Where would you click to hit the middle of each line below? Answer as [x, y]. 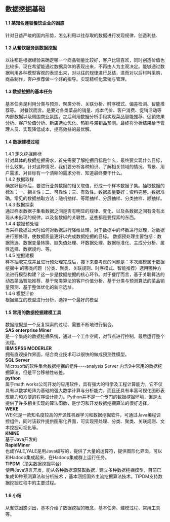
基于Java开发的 [22, 439]
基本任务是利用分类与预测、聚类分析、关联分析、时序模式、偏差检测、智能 [83, 104]
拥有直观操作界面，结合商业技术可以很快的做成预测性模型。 [67, 355]
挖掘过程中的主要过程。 [34, 483]
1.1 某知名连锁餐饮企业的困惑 [35, 23]
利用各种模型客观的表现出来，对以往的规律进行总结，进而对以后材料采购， [87, 73]
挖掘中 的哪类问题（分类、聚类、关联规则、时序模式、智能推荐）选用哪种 [81, 268]
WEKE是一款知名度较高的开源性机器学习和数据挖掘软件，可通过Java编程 [81, 415]
